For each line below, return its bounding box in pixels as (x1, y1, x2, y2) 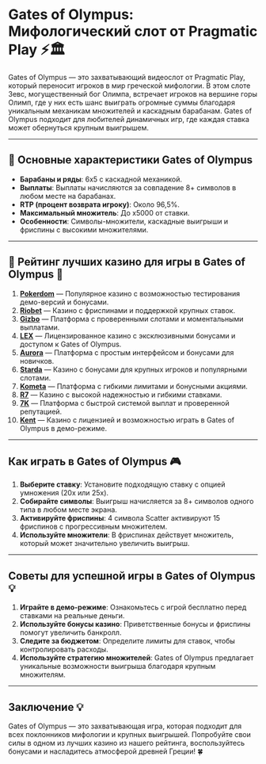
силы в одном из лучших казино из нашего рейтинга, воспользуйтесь (8, 739, 245, 747)
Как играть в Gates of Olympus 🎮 (8, 454, 181, 468)
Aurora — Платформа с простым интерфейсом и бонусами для (19, 347, 234, 357)
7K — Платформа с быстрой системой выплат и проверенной (19, 398, 230, 407)
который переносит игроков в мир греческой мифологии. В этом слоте (8, 81, 251, 90)
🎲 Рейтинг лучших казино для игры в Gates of (8, 255, 245, 269)
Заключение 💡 (8, 700, 85, 714)
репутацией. (19, 407, 63, 416)
